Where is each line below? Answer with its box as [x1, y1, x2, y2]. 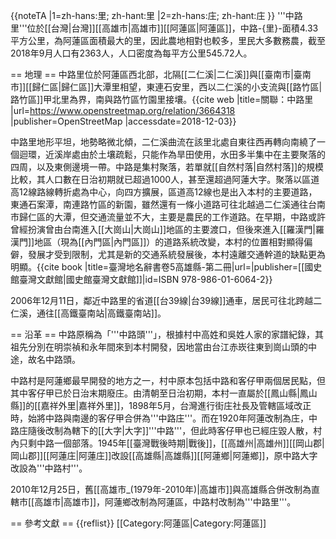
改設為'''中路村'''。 [10, 462, 88, 474]
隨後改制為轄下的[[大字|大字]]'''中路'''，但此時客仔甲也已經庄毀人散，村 [27, 425, 323, 436]
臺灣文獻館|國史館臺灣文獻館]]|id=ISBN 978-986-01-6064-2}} [18, 274, 273, 285]
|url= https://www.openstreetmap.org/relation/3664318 [10, 105, 236, 116]
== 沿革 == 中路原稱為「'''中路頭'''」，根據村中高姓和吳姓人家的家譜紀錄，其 [10, 329, 325, 340]
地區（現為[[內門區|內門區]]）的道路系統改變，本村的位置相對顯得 [34, 236, 305, 248]
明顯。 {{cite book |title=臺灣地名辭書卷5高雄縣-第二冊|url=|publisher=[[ [10, 261, 305, 273]
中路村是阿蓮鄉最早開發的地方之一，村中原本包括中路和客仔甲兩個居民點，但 [10, 375, 326, 386]
